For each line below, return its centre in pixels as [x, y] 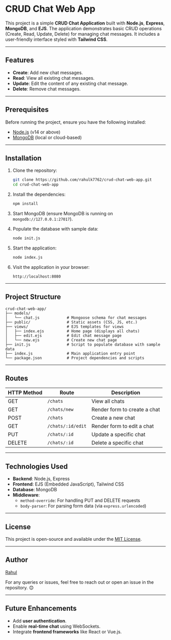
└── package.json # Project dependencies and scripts [75, 358]
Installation [23, 158]
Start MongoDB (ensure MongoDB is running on [63, 213]
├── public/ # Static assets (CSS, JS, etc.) [72, 322]
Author [17, 560]
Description [126, 393]
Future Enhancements [41, 609]
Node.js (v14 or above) [36, 132]
